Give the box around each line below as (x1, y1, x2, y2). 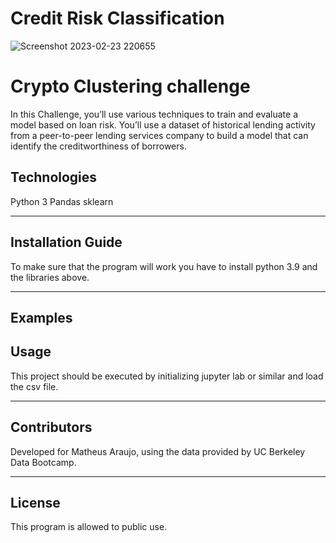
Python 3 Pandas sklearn (10, 195, 114, 207)
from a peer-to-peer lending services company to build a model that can (10, 129, 309, 141)
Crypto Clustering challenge (10, 75, 251, 98)
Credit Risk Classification (10, 7, 225, 30)
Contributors (10, 419, 93, 436)
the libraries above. (10, 271, 90, 283)
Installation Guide (10, 234, 123, 251)
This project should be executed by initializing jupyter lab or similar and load (10, 370, 324, 382)
